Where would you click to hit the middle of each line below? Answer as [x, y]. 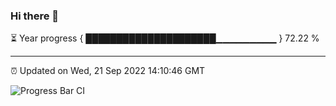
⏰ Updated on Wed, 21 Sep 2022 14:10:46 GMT [108, 71]
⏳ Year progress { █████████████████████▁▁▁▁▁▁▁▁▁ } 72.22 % [165, 38]
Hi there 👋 [35, 16]
